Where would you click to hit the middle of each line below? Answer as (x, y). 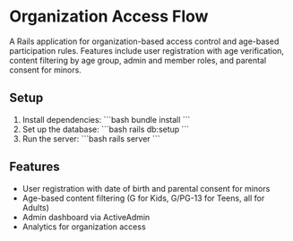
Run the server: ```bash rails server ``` (91, 138)
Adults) (35, 207)
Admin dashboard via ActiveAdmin (86, 217)
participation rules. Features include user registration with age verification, (147, 50)
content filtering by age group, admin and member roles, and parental (138, 60)
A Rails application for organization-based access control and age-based (144, 41)
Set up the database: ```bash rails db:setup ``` (106, 129)
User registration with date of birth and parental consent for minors (146, 188)
